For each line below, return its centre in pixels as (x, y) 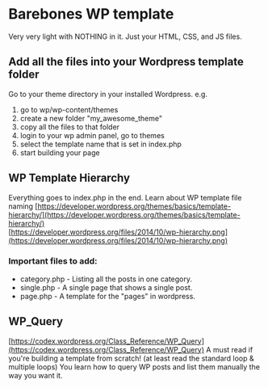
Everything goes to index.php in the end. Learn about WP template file (125, 197)
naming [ (23, 206)
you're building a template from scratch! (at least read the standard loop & (131, 358)
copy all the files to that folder (69, 127)
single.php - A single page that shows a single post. (106, 287)
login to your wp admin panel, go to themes (92, 135)
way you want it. (36, 375)
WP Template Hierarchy (69, 178)
